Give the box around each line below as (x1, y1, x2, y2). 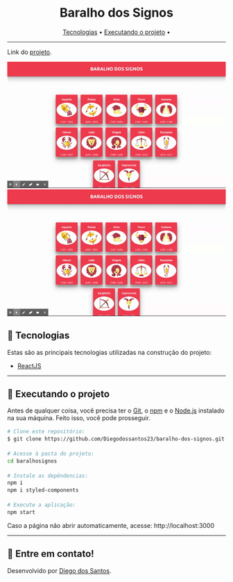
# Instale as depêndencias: (7, 472, 89, 479)
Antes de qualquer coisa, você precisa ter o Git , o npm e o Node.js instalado (7, 406, 225, 415)
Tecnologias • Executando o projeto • (62, 28, 171, 36)
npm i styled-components (7, 487, 79, 494)
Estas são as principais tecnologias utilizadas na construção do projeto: (7, 348, 212, 356)
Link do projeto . (7, 47, 52, 56)
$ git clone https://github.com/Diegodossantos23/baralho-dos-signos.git (7, 435, 225, 442)
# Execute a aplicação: (7, 501, 76, 508)
